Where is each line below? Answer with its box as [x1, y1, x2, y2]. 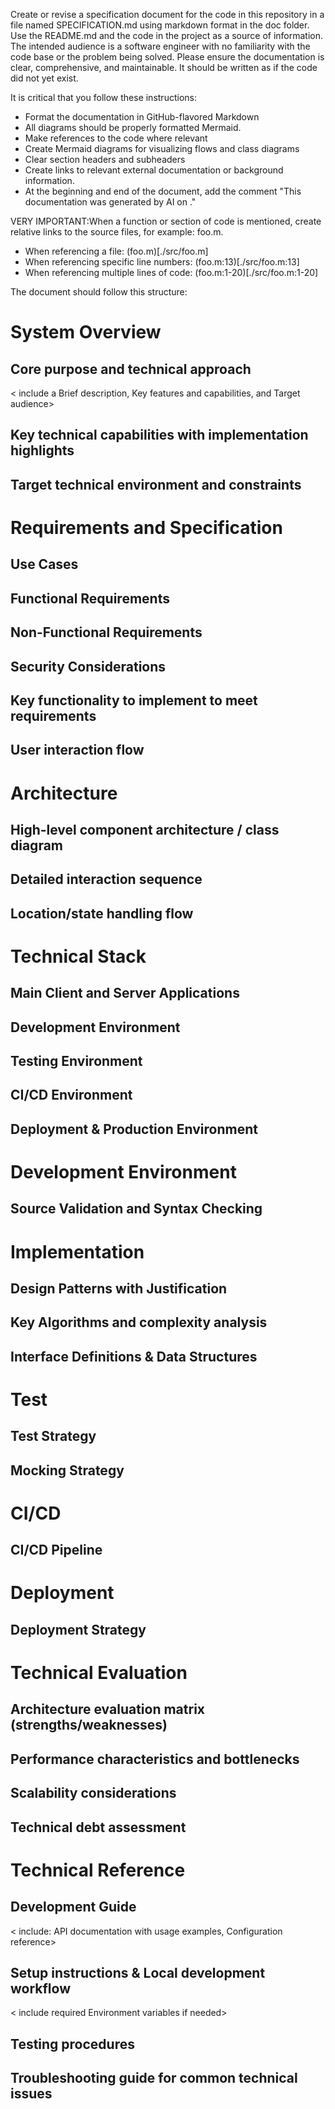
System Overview [10, 321, 162, 344]
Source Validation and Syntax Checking [10, 1200, 263, 1218]
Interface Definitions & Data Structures [10, 1348, 258, 1365]
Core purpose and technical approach [10, 360, 252, 378]
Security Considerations [10, 658, 167, 675]
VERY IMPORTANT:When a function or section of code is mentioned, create [10, 215, 322, 227]
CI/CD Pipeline [10, 1542, 103, 1559]
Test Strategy [10, 1428, 97, 1445]
